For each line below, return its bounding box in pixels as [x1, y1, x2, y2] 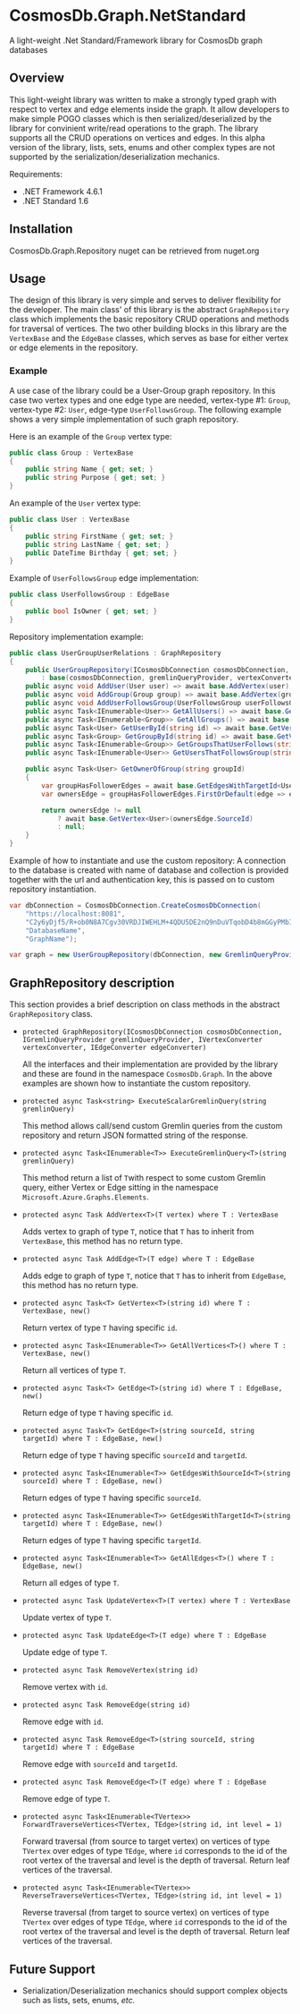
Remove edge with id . [21, 1716, 104, 1728]
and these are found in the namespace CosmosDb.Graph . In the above [21, 1069, 272, 1080]
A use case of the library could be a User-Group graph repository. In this [9, 385, 276, 396]
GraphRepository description [9, 975, 175, 990]
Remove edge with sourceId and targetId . [21, 1759, 179, 1770]
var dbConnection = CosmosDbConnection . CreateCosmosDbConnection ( [9, 901, 262, 910]
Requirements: [9, 168, 62, 179]
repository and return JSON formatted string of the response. [21, 1130, 248, 1141]
